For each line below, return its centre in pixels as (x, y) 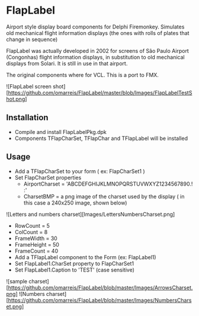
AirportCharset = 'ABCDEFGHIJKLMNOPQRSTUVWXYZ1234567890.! (108, 184)
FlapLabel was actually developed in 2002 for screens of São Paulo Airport (98, 50)
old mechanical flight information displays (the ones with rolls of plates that (98, 33)
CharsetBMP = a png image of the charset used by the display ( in (104, 196)
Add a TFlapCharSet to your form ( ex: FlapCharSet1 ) (80, 171)
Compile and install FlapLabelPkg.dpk (60, 132)
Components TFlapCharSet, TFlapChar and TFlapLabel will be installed (101, 138)
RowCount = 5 (32, 225)
